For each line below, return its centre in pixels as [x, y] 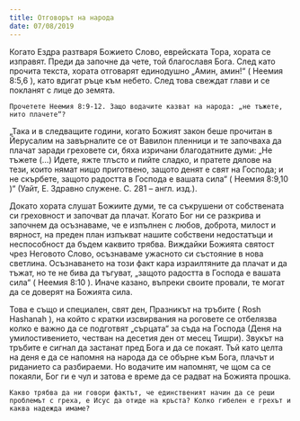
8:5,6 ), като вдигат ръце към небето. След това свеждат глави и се [140, 80]
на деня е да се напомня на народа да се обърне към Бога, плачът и [142, 357]
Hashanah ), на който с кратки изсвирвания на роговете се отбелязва [143, 318]
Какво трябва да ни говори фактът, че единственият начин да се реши [142, 392]
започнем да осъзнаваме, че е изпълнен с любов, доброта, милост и [143, 225]
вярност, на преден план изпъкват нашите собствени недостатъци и [141, 234]
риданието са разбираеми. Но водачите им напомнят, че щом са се [140, 366]
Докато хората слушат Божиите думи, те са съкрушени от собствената [147, 206]
